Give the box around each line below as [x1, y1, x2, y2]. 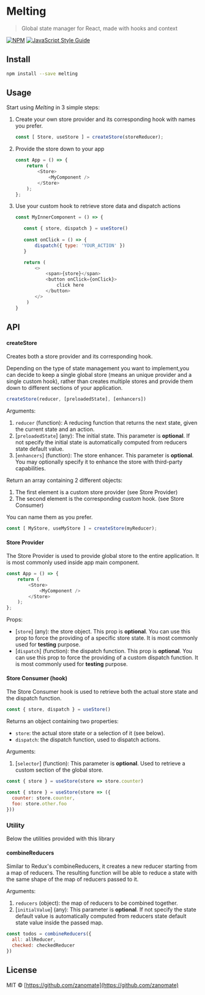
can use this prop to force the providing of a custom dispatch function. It [15, 654, 199, 661]
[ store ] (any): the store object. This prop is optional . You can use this [15, 628, 191, 635]
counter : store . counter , [12, 795, 75, 802]
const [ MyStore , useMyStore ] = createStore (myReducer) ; [6, 525, 157, 532]
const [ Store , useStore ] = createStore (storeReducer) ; [15, 134, 164, 141]
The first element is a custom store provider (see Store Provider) [15, 489, 178, 496]
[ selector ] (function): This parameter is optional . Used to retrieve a [15, 760, 185, 767]
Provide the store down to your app [15, 145, 105, 153]
